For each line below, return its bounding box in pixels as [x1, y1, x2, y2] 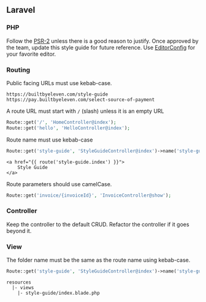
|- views [12, 284, 34, 290]
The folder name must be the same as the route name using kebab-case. [6, 257, 191, 264]
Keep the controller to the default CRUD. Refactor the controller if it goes [6, 221, 189, 228]
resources [6, 279, 32, 285]
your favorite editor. [6, 50, 56, 58]
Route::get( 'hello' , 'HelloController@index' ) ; [6, 125, 131, 131]
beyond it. [6, 227, 32, 235]
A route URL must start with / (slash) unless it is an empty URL [6, 107, 164, 115]
